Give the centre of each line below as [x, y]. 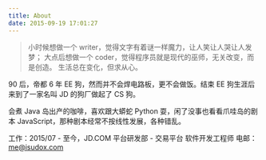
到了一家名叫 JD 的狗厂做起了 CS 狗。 [77, 94]
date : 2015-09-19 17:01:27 [53, 23]
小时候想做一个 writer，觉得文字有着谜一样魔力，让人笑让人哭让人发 [140, 47]
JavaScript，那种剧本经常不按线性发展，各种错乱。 [101, 121]
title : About [30, 16]
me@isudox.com [36, 147]
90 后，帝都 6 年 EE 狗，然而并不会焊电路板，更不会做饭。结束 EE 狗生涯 [128, 84]
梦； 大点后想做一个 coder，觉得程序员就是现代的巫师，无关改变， [137, 57]
